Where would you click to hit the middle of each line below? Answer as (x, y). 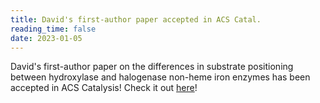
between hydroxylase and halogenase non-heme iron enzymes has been (160, 77)
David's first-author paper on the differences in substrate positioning (152, 67)
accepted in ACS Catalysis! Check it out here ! (104, 88)
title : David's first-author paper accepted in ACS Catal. (136, 19)
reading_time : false (53, 29)
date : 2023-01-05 (46, 38)
